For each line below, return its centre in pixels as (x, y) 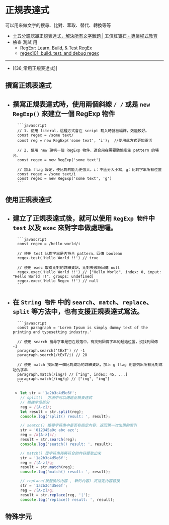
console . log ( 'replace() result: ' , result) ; (67, 500)
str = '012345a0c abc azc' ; (49, 430)
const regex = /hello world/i (49, 244)
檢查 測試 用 (25, 42)
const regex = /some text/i (47, 174)
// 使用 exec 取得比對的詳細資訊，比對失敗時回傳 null (69, 268)
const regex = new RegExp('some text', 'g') (65, 179)
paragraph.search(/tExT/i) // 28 (52, 355)
